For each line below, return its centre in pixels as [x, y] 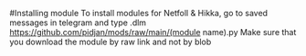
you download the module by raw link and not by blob [111, 42]
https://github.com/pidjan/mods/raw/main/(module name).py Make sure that [153, 32]
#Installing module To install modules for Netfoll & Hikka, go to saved [138, 13]
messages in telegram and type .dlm [78, 23]
